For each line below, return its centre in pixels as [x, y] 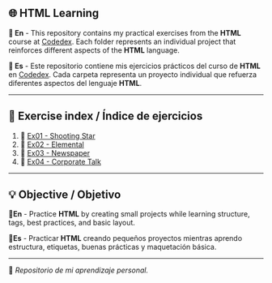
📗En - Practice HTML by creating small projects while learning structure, [129, 214]
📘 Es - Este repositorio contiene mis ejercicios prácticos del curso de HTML [134, 66]
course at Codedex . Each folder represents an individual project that [122, 41]
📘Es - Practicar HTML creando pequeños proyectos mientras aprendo [125, 238]
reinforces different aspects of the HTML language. [94, 50]
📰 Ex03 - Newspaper [55, 152]
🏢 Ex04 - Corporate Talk [60, 161]
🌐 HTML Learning [54, 13]
